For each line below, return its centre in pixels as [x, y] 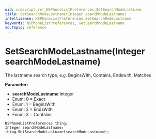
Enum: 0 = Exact [28, 99]
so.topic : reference [26, 28]
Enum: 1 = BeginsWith [34, 104]
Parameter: [16, 85]
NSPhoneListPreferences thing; [37, 124]
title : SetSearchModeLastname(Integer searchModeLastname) [66, 14]
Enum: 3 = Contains [32, 115]
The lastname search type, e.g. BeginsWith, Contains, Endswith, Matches [78, 75]
